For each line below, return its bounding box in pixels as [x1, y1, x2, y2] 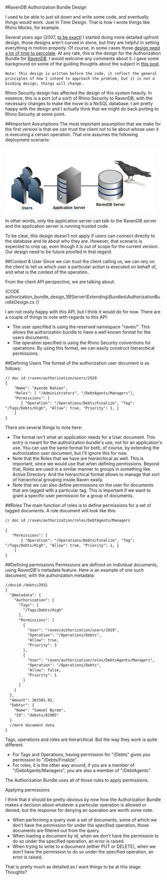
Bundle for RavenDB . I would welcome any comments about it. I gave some [5, 56, 160, 62]
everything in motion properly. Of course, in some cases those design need [5, 45, 161, 51]
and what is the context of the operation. [5, 269, 89, 275]
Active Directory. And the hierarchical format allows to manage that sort [12, 471, 160, 477]
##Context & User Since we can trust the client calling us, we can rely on [5, 259, 155, 264]
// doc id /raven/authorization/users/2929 [5, 376, 97, 381]
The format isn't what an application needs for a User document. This [12, 434, 156, 440]
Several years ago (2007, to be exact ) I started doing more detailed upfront [5, 35, 159, 40]
